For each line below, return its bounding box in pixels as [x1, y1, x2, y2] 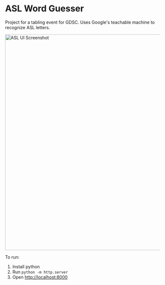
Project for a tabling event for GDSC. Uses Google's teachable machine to [5, 19, 155, 25]
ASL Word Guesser [5, 3, 84, 14]
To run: [5, 254, 20, 260]
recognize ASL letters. [5, 24, 50, 30]
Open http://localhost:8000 [12, 274, 68, 280]
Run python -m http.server [12, 269, 68, 275]
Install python [12, 263, 40, 269]
